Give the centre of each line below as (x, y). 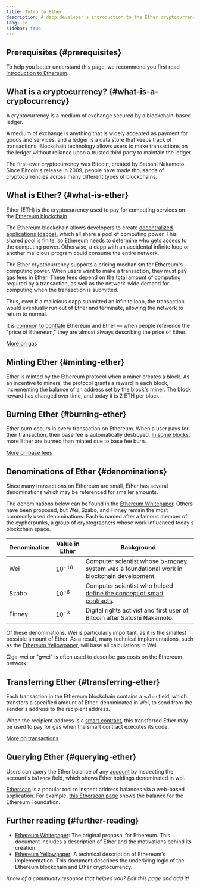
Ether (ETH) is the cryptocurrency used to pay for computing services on (96, 210)
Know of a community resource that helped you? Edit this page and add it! (98, 878)
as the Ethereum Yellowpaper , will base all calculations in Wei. (82, 645)
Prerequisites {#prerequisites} (64, 52)
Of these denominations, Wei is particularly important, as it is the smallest (96, 633)
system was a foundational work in (134, 569)
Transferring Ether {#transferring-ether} (83, 682)
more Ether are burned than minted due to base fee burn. (76, 441)
